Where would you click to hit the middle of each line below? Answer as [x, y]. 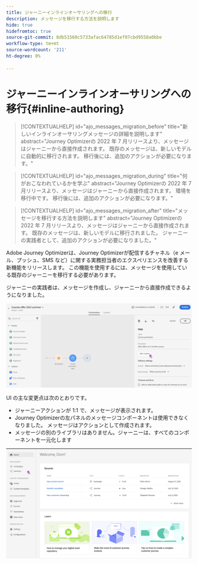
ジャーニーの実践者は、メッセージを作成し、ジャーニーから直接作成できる [96, 287]
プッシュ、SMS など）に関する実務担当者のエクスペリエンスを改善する [102, 260]
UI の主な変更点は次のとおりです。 [48, 397]
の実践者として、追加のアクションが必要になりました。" [89, 240]
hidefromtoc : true [29, 31]
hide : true [19, 25]
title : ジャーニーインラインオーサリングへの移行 [59, 12]
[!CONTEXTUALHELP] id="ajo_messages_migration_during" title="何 [104, 176]
